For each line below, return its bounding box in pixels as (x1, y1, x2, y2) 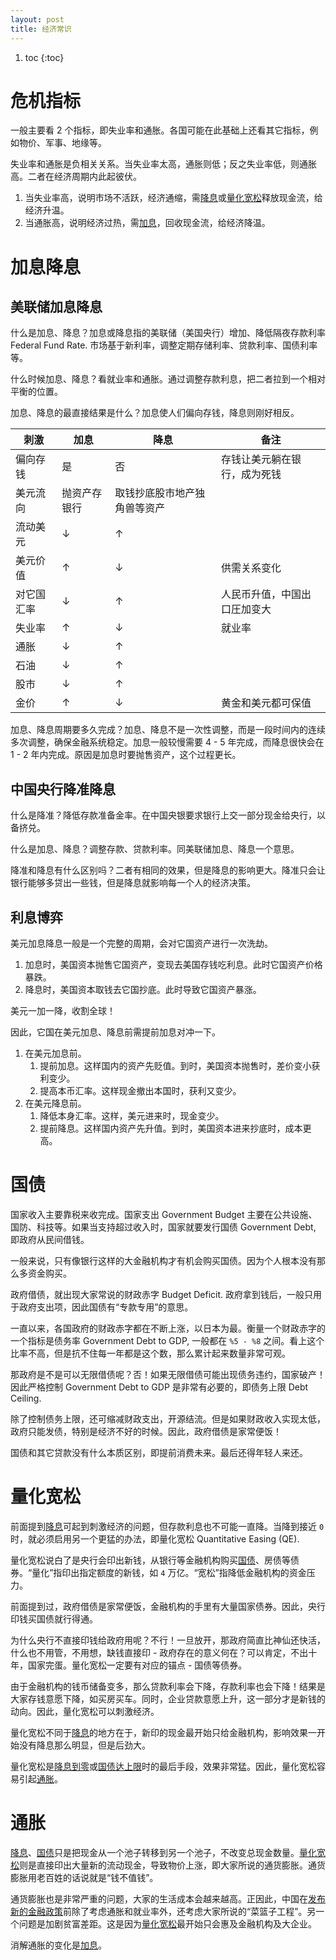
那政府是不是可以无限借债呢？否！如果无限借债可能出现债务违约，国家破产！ (10, 1369, 326, 1380)
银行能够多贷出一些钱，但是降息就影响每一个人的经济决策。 (10, 877, 256, 889)
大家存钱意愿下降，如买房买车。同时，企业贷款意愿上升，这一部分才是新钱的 (10, 1692, 326, 1705)
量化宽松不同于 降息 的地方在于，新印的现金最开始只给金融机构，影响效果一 (10, 1726, 317, 1738)
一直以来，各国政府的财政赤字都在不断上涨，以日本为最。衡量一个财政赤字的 (10, 1322, 326, 1334)
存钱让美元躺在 (220, 452, 292, 466)
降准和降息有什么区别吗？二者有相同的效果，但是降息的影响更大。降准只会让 (10, 864, 326, 876)
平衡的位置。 (10, 386, 63, 398)
